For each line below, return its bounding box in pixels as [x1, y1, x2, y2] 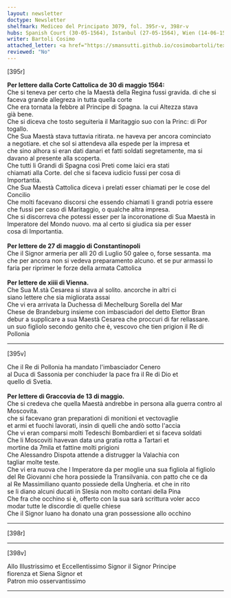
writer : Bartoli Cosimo [7, 36, 76, 43]
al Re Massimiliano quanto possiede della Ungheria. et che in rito [7, 480, 190, 488]
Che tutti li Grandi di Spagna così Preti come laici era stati [7, 161, 170, 169]
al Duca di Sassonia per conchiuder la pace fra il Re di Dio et [7, 370, 179, 378]
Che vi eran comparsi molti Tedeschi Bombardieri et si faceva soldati [7, 429, 202, 437]
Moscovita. [7, 406, 39, 415]
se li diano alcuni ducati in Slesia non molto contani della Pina [7, 487, 181, 495]
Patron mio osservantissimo [7, 577, 86, 585]
